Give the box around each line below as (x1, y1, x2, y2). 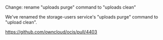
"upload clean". (5, 19, 37, 25)
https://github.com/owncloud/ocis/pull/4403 (5, 29, 97, 34)
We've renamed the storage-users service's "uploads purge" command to (5, 14, 158, 19)
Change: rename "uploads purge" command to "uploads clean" (5, 4, 136, 10)
